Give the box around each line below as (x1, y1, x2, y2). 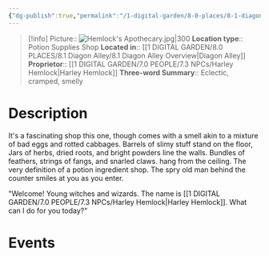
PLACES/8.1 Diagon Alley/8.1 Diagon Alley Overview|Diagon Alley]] (27, 50, 246, 60)
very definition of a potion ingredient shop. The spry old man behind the (8, 165, 246, 174)
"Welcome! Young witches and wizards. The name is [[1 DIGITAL (8, 189, 220, 198)
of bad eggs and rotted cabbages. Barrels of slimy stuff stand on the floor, (8, 139, 254, 149)
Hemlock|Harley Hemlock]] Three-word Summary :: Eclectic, (27, 67, 230, 77)
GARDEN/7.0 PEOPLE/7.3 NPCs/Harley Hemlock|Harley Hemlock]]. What (8, 197, 247, 206)
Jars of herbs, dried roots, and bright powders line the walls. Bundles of (8, 147, 246, 157)
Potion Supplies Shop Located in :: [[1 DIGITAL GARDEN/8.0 (27, 42, 223, 52)
